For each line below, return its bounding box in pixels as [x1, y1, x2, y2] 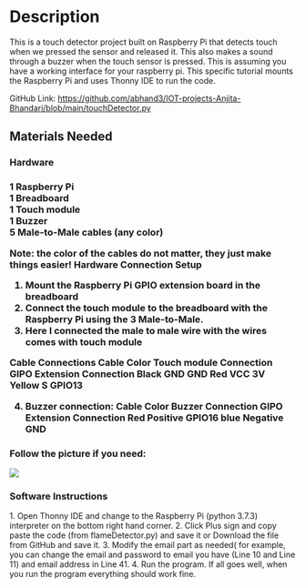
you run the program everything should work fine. [9, 569, 197, 580]
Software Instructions [9, 490, 108, 502]
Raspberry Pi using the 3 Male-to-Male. [25, 312, 204, 325]
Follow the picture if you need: [9, 447, 147, 460]
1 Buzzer [9, 215, 48, 228]
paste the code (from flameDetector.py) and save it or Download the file [9, 530, 280, 541]
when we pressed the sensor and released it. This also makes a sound [9, 46, 273, 56]
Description [9, 6, 100, 27]
